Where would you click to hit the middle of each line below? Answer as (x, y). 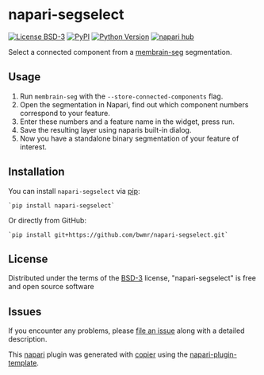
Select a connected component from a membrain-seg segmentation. (120, 52)
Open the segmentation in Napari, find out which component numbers (134, 104)
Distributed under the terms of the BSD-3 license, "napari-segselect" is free (132, 278)
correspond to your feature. (65, 113)
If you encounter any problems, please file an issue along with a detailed (126, 331)
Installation (36, 172)
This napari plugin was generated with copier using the (98, 354)
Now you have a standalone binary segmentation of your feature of (129, 138)
